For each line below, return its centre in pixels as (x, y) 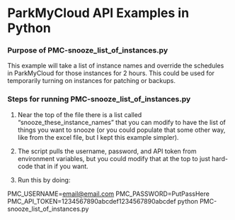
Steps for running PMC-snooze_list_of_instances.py (99, 99)
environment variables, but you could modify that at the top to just (114, 158)
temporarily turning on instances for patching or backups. (91, 81)
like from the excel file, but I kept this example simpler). (98, 137)
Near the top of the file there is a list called (80, 114)
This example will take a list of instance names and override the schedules (116, 66)
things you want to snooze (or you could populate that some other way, (121, 130)
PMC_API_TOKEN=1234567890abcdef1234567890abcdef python (103, 201)
